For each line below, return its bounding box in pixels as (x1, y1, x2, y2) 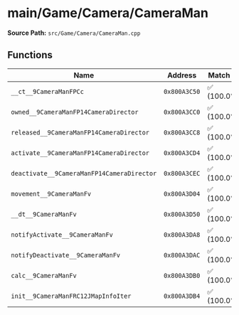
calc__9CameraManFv (11, 272, 77, 279)
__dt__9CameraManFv (11, 210, 77, 218)
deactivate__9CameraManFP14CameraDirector (11, 169, 157, 177)
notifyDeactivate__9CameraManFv (11, 251, 121, 259)
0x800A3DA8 (163, 230, 201, 239)
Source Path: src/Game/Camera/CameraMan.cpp (7, 28, 141, 37)
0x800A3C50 (163, 87, 201, 95)
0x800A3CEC (163, 169, 201, 177)
